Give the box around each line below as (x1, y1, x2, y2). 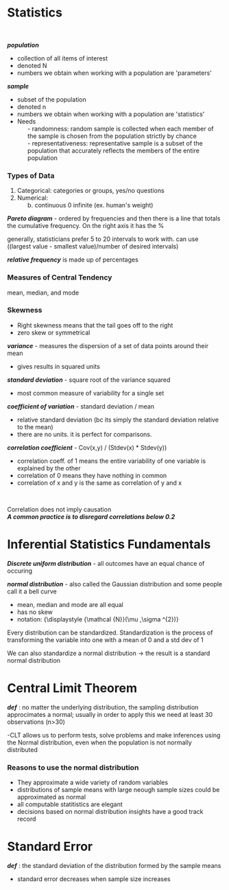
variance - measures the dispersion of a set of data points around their (7, 341, 209, 350)
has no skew (16, 608, 53, 616)
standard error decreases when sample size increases (16, 874, 171, 883)
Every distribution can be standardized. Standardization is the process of (7, 628, 213, 637)
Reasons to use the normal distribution (7, 762, 139, 772)
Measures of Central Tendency (7, 273, 112, 282)
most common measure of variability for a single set (16, 389, 165, 397)
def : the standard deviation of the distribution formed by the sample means (7, 861, 221, 869)
